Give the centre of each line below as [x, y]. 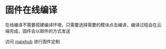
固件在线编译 [31, 10]
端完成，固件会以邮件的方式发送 [38, 31]
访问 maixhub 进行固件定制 [33, 41]
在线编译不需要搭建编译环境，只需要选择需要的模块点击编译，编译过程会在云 [83, 25]
